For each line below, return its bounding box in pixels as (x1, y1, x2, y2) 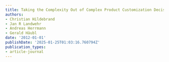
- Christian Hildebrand (5, 16, 55, 21)
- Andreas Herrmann (5, 26, 46, 31)
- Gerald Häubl (5, 30, 37, 35)
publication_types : (5, 44, 46, 49)
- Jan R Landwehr (5, 21, 42, 26)
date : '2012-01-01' (5, 35, 46, 40)
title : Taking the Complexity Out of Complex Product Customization (5, 7, 152, 12)
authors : (5, 12, 24, 17)
